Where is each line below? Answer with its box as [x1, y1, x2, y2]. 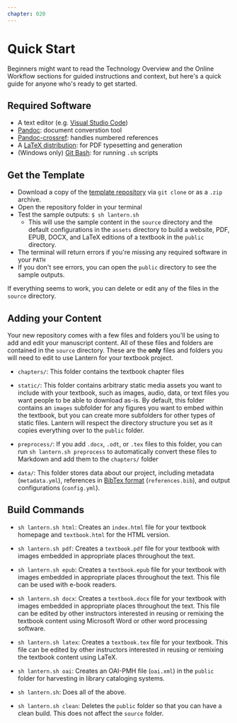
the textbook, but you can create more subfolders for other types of [17, 411, 216, 420]
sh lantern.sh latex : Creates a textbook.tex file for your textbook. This [17, 637, 229, 646]
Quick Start [7, 40, 76, 57]
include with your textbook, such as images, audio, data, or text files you [17, 388, 229, 397]
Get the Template [7, 169, 85, 181]
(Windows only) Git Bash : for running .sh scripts [17, 149, 158, 157]
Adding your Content [7, 312, 102, 324]
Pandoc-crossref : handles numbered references [17, 134, 159, 142]
